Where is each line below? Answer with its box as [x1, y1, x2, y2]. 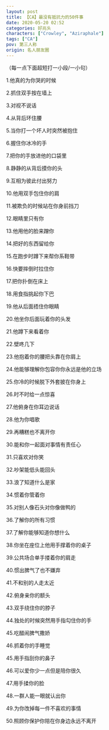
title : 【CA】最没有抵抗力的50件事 [6, 14, 84, 20]
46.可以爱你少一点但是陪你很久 [6, 667, 81, 674]
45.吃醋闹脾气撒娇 [6, 629, 51, 636]
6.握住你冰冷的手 [6, 139, 47, 147]
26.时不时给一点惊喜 [6, 391, 55, 398]
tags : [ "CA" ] [6, 36, 38, 42]
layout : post [6, 8, 38, 15]
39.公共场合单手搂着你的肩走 [6, 554, 77, 561]
